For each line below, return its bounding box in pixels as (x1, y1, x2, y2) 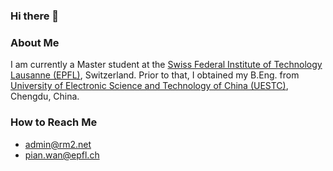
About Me (10, 35, 60, 49)
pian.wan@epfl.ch (24, 149, 100, 161)
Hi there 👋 (10, 9, 60, 23)
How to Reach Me (10, 115, 98, 129)
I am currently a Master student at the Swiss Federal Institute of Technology (10, 59, 323, 71)
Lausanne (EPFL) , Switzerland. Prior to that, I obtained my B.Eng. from (10, 69, 300, 81)
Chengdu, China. (10, 90, 80, 103)
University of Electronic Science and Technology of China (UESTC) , (10, 80, 289, 92)
